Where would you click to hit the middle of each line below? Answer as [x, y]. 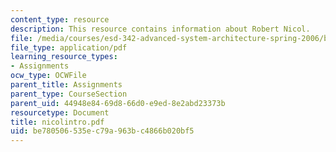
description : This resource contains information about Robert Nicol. [160, 29]
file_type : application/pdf [69, 47]
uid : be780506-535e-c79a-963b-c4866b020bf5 [102, 131]
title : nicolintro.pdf [57, 122]
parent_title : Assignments [66, 85]
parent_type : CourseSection [69, 94]
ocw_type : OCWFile [48, 76]
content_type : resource [60, 19]
